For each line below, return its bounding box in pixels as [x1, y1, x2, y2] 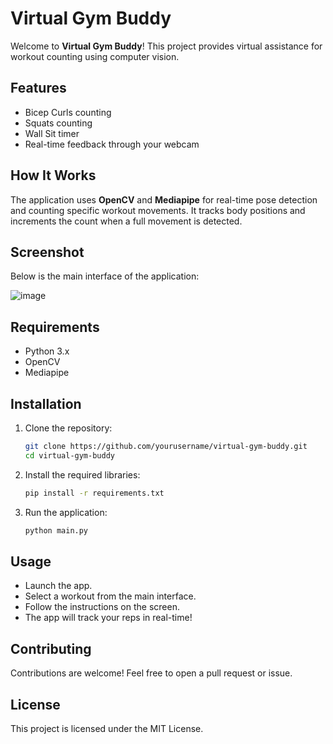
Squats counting [24, 117, 93, 129]
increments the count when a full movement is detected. [10, 215, 243, 227]
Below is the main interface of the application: [10, 270, 200, 282]
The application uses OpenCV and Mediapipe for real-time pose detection [10, 193, 318, 206]
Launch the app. [24, 580, 93, 592]
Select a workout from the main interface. [24, 590, 197, 602]
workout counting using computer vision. [10, 50, 180, 62]
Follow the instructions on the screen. [24, 601, 180, 613]
